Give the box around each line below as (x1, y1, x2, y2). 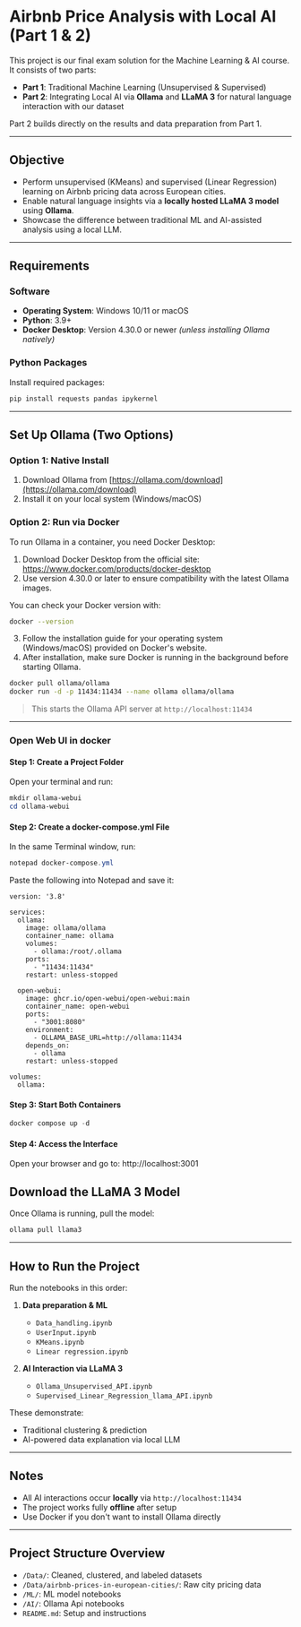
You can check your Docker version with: (9, 599, 161, 610)
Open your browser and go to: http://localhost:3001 (9, 1158, 199, 1169)
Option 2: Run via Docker (9, 516, 120, 529)
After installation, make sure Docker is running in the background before (21, 652, 289, 663)
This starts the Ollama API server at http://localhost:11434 (30, 703, 253, 714)
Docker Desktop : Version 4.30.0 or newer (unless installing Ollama (21, 324, 271, 335)
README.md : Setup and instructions (21, 1607, 147, 1618)
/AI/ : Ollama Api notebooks (21, 1597, 125, 1609)
